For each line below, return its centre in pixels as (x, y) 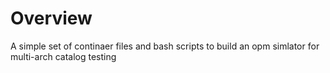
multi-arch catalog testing (63, 56)
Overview (51, 18)
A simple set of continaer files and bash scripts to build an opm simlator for (165, 46)
